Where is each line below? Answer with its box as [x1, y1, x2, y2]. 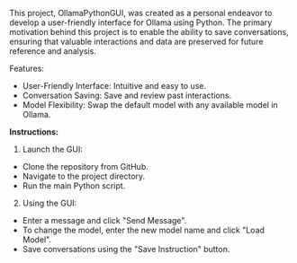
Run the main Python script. [22, 180, 126, 191]
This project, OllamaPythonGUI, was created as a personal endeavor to [9, 8, 273, 18]
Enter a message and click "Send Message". [22, 215, 187, 225]
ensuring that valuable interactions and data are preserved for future [9, 36, 264, 47]
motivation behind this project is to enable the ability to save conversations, [9, 27, 290, 37]
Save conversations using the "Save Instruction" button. [22, 244, 230, 254]
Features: [9, 63, 45, 74]
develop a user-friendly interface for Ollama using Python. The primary [9, 17, 273, 28]
